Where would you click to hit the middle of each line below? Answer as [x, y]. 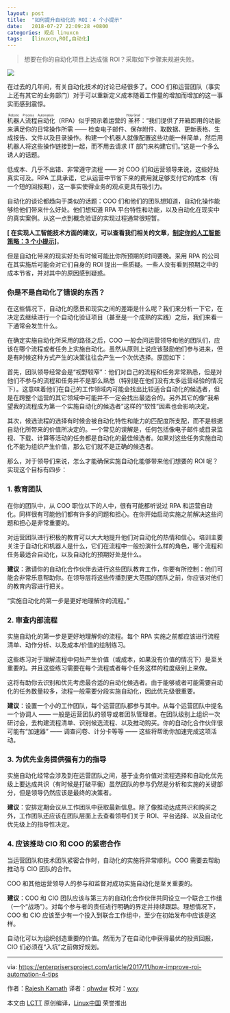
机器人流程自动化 [31, 121]
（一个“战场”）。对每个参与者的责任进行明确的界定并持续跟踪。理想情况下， [113, 906]
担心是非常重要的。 [46, 522]
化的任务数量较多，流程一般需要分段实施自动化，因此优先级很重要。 [103, 691]
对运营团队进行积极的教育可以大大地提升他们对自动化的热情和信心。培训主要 [115, 537]
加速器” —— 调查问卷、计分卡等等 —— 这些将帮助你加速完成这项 [119, 731]
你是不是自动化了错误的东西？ [56, 293]
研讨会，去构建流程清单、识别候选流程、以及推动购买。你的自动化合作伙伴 [112, 723]
